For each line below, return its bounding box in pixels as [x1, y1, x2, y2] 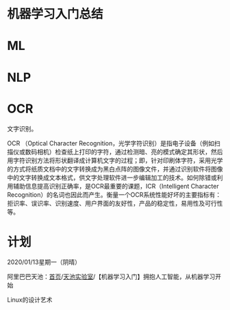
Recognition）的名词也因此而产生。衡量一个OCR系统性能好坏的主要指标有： [7, 190, 222, 199]
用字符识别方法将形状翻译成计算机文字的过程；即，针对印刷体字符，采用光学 [7, 156, 223, 165]
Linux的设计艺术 [7, 296, 53, 304]
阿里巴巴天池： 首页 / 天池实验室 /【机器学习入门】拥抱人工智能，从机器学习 [7, 272, 216, 281]
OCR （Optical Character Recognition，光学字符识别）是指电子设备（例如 [7, 139, 215, 147]
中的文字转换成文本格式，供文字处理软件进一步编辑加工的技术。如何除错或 [7, 173, 217, 182]
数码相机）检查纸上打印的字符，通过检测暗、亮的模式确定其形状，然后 [25, 147, 223, 156]
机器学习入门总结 [7, 6, 104, 22]
